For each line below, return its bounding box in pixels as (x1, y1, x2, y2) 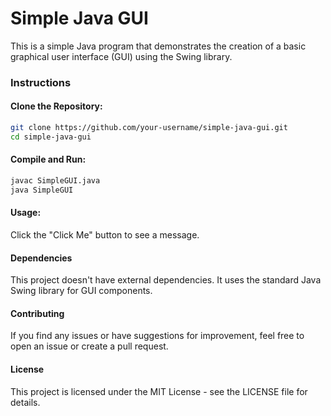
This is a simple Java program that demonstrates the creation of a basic (10, 40, 307, 52)
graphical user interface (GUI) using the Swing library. (10, 50, 233, 62)
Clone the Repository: (10, 100, 103, 112)
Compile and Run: (10, 153, 87, 166)
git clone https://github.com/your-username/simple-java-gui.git (10, 123, 288, 133)
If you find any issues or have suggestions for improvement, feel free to (10, 330, 305, 342)
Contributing (10, 307, 65, 319)
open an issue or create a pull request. (10, 340, 169, 352)
